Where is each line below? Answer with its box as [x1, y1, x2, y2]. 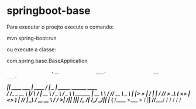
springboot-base [6, 4, 91, 17]
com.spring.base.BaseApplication [6, 57, 88, 64]
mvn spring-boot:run [6, 34, 57, 41]
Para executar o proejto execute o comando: [6, 23, 114, 30]
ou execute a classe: [6, 45, 56, 53]
